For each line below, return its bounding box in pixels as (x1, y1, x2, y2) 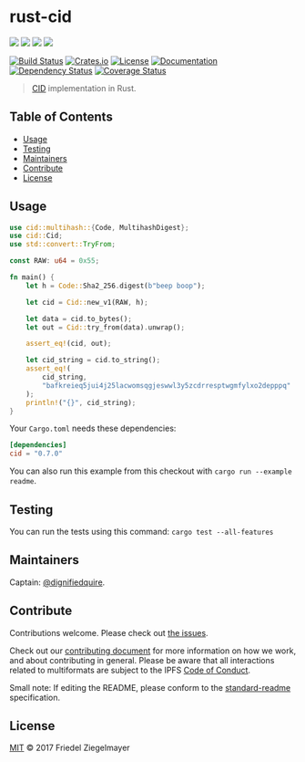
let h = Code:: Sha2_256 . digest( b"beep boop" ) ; (25, 281, 206, 290)
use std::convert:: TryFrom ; (9, 240, 117, 249)
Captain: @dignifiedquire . (9, 577, 106, 588)
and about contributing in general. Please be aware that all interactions (9, 654, 275, 665)
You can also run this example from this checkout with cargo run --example (9, 465, 293, 476)
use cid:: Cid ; (9, 231, 64, 241)
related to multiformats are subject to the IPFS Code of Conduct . (9, 664, 251, 675)
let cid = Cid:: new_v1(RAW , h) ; (25, 297, 148, 307)
